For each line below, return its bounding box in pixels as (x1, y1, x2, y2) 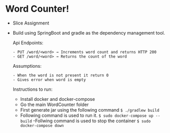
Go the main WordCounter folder (20, 101, 89, 108)
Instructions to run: (12, 86, 52, 92)
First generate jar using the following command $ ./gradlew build (20, 107, 159, 113)
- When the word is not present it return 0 (12, 72, 109, 78)
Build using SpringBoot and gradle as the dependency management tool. (12, 30, 165, 36)
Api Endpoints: (12, 39, 44, 46)
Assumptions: (12, 63, 42, 69)
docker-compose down (20, 123, 64, 128)
